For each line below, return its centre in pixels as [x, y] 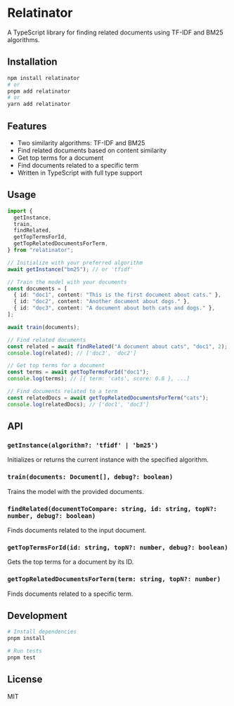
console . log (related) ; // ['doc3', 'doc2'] [72, 353]
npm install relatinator [44, 78]
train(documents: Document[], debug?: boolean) [90, 477]
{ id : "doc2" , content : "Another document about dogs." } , [102, 302]
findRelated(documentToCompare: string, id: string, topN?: [112, 509]
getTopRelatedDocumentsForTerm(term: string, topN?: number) [114, 579]
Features [27, 126]
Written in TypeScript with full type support [80, 173]
